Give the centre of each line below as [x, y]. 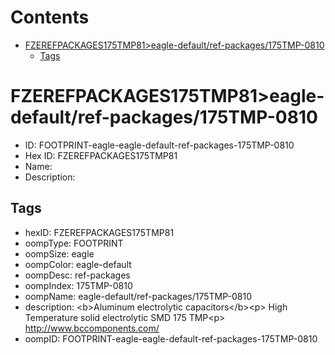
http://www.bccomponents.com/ [92, 328]
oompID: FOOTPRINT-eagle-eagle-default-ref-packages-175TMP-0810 [171, 338]
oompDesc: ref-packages [77, 275]
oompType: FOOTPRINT [74, 243]
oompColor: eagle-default [78, 264]
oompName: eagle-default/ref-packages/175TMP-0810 [138, 296]
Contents [50, 17]
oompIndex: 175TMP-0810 [78, 285]
